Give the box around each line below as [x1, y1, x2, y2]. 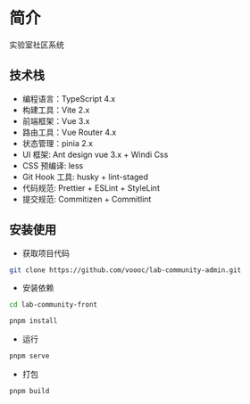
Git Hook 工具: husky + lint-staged [21, 171, 149, 182]
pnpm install [9, 317, 58, 326]
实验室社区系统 [9, 39, 64, 50]
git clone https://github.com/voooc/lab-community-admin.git [9, 265, 242, 275]
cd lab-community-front [9, 301, 98, 309]
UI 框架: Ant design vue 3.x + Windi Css [21, 149, 169, 160]
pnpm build [9, 387, 50, 396]
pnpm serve [9, 351, 50, 361]
